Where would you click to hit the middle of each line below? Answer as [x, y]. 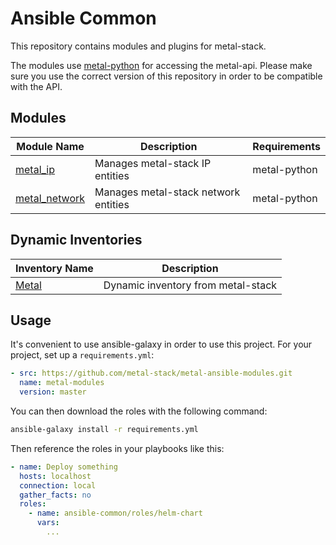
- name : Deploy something [64, 467]
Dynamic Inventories [76, 240]
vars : [48, 523]
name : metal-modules [62, 383]
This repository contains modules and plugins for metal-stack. [138, 46]
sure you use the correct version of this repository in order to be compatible [166, 76]
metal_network [50, 198]
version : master [53, 392]
